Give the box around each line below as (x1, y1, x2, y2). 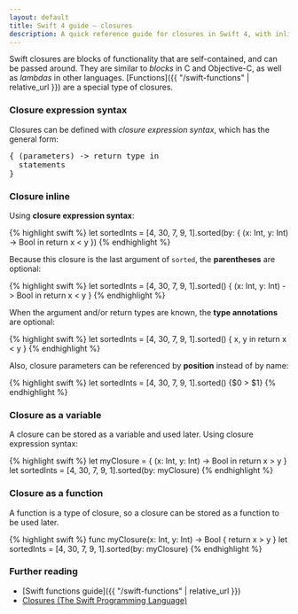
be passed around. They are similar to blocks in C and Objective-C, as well (9, 63, 282, 74)
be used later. (9, 517, 59, 527)
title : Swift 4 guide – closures (9, 21, 133, 30)
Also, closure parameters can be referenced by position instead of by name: (9, 360, 289, 370)
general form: (9, 134, 59, 144)
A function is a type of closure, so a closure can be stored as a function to (9, 507, 279, 518)
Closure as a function (9, 487, 104, 500)
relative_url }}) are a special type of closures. (9, 82, 174, 93)
